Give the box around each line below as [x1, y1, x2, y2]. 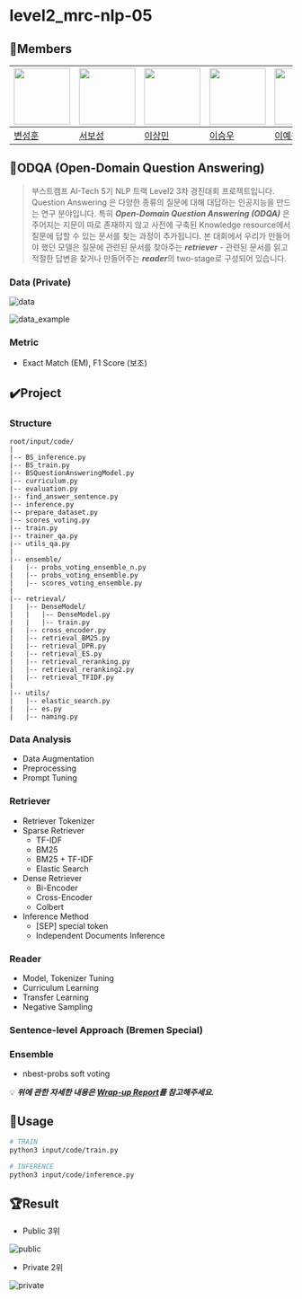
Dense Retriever [22, 872, 83, 883]
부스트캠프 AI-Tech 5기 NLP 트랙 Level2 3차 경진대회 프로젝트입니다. [31, 185, 275, 196]
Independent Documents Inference [35, 930, 165, 941]
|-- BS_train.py [9, 461, 70, 470]
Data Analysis [9, 733, 72, 746]
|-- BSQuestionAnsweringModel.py [9, 469, 135, 478]
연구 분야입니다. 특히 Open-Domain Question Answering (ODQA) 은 [40, 208, 290, 218]
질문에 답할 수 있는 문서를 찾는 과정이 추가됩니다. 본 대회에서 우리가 [31, 230, 267, 241]
